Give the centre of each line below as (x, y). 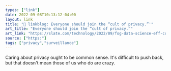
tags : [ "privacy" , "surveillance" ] (42, 43)
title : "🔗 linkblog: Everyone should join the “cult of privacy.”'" (79, 24)
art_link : (16, 33)
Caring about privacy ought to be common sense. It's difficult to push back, (84, 57)
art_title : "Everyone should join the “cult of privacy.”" (69, 29)
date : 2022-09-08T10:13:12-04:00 (41, 15)
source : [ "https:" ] (26, 39)
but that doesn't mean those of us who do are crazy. (60, 63)
